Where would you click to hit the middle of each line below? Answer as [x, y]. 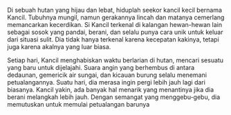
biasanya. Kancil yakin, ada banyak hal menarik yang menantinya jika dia [111, 90]
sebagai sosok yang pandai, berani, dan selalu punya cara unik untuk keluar [115, 32]
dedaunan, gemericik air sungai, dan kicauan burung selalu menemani [107, 75]
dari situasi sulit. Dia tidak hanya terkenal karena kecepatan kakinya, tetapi [113, 39]
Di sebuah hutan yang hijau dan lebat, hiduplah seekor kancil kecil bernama [115, 10]
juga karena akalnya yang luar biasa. [59, 47]
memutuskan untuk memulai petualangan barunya [78, 104]
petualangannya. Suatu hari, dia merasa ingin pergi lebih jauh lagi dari [107, 82]
